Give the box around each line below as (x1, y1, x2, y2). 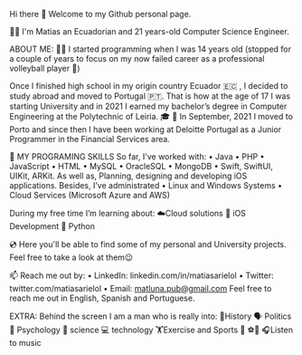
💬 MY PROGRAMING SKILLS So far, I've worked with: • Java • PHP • (9, 151, 265, 162)
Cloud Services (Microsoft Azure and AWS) (9, 190, 170, 200)
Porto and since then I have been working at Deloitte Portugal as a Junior (9, 124, 282, 135)
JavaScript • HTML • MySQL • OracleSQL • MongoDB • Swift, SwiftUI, (9, 161, 274, 171)
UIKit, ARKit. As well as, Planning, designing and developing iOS (9, 170, 248, 181)
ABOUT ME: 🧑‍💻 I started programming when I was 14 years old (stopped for (9, 43, 292, 54)
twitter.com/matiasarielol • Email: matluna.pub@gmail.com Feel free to (9, 283, 272, 293)
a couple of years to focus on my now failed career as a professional (9, 53, 265, 63)
